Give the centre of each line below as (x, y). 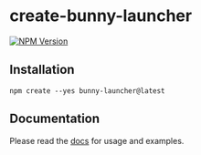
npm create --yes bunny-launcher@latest (88, 91)
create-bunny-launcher (101, 16)
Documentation (55, 119)
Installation (42, 70)
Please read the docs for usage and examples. (97, 140)
